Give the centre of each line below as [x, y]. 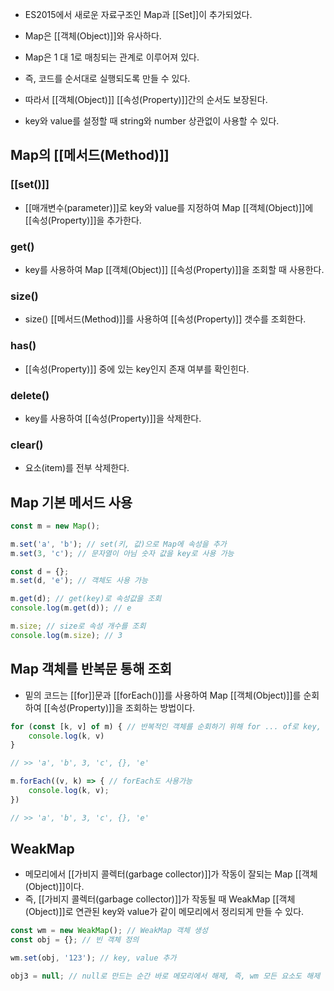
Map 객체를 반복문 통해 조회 [91, 669]
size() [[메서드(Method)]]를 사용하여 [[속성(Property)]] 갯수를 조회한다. [165, 319]
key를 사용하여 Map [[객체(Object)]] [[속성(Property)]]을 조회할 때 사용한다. [174, 269]
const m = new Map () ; [55, 526]
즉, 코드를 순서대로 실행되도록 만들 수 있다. [107, 78]
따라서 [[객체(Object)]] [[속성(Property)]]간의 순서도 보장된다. [146, 99]
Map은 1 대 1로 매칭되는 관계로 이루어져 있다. [112, 57]
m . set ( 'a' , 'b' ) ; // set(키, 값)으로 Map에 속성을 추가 [118, 544]
